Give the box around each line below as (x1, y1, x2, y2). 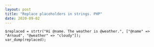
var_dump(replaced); (5, 37, 47, 42)
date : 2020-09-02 (5, 16, 40, 21)
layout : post (5, 7, 31, 12)
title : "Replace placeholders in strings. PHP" (5, 12, 103, 16)
